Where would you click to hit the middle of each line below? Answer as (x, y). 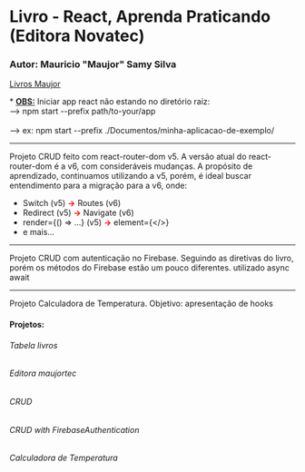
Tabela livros (34, 345)
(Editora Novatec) (77, 36)
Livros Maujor (35, 84)
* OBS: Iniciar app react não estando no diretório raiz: (110, 102)
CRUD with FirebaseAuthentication (74, 429)
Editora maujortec (43, 373)
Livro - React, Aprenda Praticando (140, 17)
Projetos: (27, 325)
